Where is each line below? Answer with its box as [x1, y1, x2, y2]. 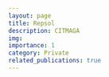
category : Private [8, 49, 69, 57]
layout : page [8, 11, 52, 20]
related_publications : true [8, 57, 102, 65]
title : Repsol [8, 19, 56, 27]
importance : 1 [8, 42, 56, 50]
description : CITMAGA [8, 26, 80, 34]
